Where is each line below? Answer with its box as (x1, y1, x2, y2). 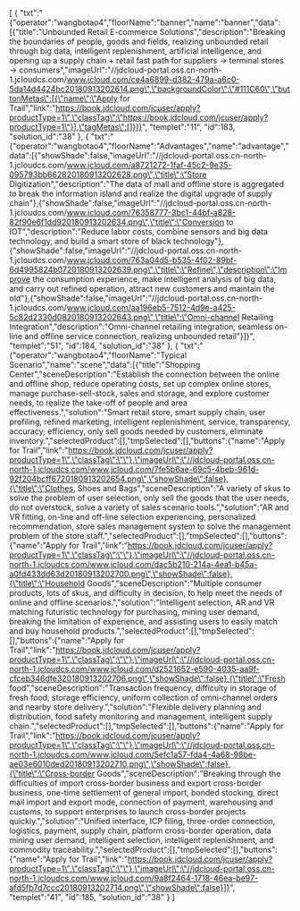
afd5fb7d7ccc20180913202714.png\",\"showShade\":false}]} (9, 882, 230, 893)
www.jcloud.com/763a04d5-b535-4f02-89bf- (66, 255, 237, 265)
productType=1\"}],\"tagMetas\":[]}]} (9, 122, 143, 132)
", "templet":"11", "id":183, (141, 122, 236, 132)
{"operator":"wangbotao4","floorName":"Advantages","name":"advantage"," (9, 140, 289, 151)
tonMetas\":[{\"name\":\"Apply (9, 93, 119, 104)
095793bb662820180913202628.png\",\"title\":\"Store (9, 169, 207, 180)
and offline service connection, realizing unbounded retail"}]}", (24, 331, 255, 341)
